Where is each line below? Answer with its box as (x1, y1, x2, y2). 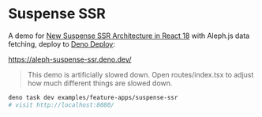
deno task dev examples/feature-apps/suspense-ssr (8, 93, 178, 101)
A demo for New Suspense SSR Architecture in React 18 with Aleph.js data (8, 31, 250, 40)
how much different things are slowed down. (27, 78, 173, 88)
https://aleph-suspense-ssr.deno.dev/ (8, 55, 132, 64)
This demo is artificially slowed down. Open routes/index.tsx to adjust (27, 70, 254, 79)
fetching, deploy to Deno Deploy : (8, 39, 116, 48)
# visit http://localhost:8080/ (8, 100, 114, 109)
